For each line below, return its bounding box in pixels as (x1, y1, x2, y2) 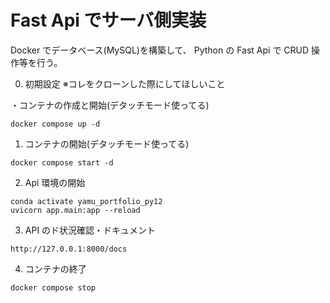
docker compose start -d (10, 157, 114, 168)
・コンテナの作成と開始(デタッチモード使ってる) (10, 99, 210, 111)
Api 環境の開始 (24, 176, 86, 188)
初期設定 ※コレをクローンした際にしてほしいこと (24, 77, 226, 90)
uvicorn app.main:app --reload (10, 205, 141, 215)
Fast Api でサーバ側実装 (10, 9, 207, 32)
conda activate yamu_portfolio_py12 (10, 196, 163, 206)
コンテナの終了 (24, 262, 87, 275)
